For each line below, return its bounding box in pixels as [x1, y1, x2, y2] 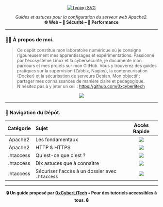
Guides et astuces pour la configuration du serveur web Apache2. [15, 14, 148, 20]
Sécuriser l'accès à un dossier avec [35, 168, 117, 174]
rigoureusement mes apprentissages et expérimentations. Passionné [16, 52, 154, 58]
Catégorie [7, 125, 31, 132]
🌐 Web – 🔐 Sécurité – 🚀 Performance [44, 19, 119, 25]
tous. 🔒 [74, 197, 89, 203]
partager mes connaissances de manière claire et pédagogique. [16, 78, 145, 84]
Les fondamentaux [35, 136, 79, 143]
